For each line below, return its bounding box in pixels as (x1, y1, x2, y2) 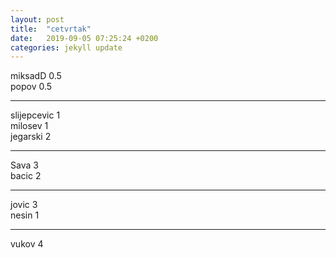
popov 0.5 (10, 81, 53, 93)
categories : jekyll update (10, 42, 123, 53)
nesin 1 (10, 209, 40, 221)
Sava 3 (10, 159, 39, 171)
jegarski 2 (10, 131, 52, 143)
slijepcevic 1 (10, 109, 61, 121)
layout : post (10, 14, 65, 25)
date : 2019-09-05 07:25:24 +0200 (10, 33, 159, 43)
